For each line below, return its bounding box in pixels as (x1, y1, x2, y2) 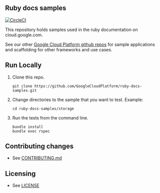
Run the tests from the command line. (12, 115, 88, 120)
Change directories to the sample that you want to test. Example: (12, 96, 143, 103)
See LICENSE (12, 183, 40, 189)
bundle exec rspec (12, 128, 50, 134)
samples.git (12, 88, 37, 93)
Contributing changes (5, 142, 74, 151)
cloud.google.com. (5, 32, 43, 38)
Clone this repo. (12, 74, 45, 80)
